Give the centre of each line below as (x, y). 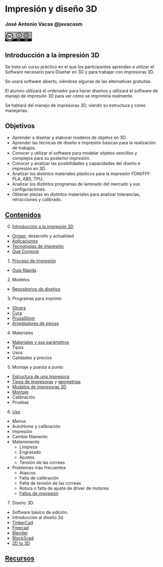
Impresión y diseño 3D (51, 9)
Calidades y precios (32, 358)
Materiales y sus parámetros (41, 342)
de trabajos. (24, 148)
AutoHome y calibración (36, 426)
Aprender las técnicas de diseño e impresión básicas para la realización (84, 143)
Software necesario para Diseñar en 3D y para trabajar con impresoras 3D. (80, 72)
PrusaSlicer (24, 318)
